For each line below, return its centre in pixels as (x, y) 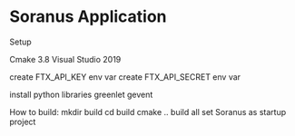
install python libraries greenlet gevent (81, 94)
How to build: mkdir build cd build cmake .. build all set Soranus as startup (148, 112)
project (23, 121)
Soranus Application (88, 17)
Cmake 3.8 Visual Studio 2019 (65, 59)
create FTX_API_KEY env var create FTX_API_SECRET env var (125, 77)
